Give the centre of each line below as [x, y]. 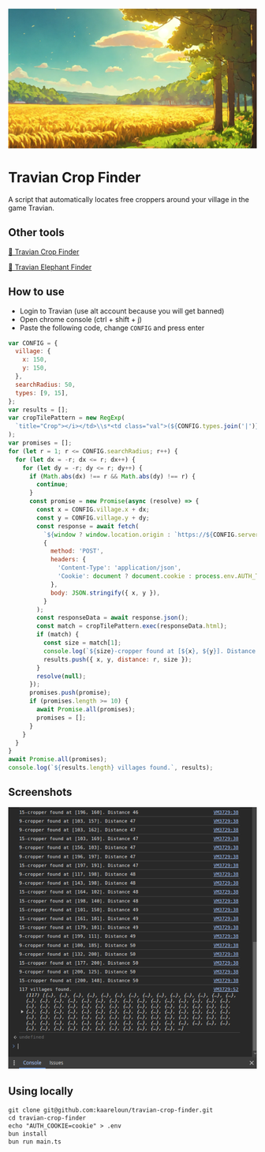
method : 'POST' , [77, 551]
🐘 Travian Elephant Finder [50, 267]
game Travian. [32, 208]
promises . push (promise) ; [70, 693]
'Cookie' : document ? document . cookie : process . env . [148, 576]
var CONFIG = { [33, 343]
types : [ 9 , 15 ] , [42, 393]
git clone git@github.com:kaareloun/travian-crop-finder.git [111, 1110]
